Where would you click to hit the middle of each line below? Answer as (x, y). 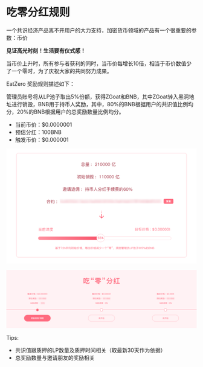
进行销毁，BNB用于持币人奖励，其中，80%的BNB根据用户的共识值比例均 (102, 104)
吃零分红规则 (38, 12)
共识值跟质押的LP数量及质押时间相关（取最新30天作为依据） (90, 350)
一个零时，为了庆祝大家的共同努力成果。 (62, 71)
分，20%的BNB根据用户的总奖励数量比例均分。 (65, 112)
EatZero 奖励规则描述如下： (41, 84)
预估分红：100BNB (38, 132)
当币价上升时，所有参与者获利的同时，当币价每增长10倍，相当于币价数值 (96, 63)
